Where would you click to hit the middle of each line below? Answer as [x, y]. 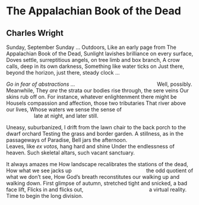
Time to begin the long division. [45, 196]
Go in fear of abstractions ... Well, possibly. [99, 84]
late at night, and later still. [66, 116]
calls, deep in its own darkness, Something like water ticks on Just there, [95, 66]
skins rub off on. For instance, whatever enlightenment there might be [91, 97]
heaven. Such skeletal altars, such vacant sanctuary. [70, 153]
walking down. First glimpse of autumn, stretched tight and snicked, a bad [97, 183]
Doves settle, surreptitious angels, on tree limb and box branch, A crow [93, 60]
